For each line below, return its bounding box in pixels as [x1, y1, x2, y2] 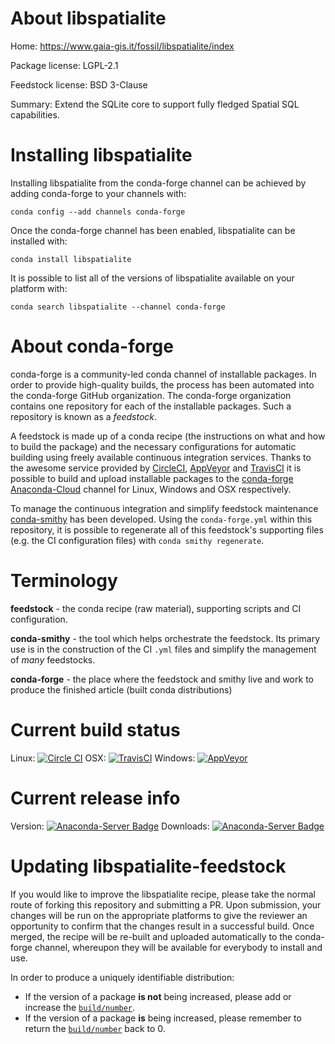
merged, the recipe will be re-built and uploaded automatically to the [10, 930, 293, 942]
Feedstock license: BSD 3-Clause [10, 78, 148, 91]
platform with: [10, 282, 68, 294]
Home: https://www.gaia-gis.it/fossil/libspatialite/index [10, 40, 235, 52]
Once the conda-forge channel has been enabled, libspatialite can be [10, 224, 296, 236]
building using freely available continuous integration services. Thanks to [10, 451, 312, 463]
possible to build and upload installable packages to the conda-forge [10, 472, 294, 484]
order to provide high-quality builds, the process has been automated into [10, 378, 315, 391]
